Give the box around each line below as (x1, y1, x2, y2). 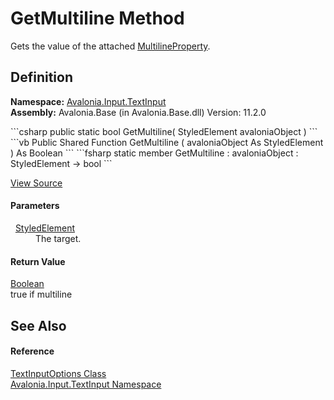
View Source (10, 177, 63, 189)
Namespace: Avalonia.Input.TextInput (10, 95, 167, 107)
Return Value (10, 255, 66, 267)
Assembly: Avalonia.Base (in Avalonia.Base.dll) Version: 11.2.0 (10, 106, 267, 118)
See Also (10, 317, 67, 334)
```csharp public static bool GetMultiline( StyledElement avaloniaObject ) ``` (10, 125, 318, 137)
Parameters (10, 200, 60, 212)
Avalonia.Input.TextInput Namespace (10, 378, 162, 390)
